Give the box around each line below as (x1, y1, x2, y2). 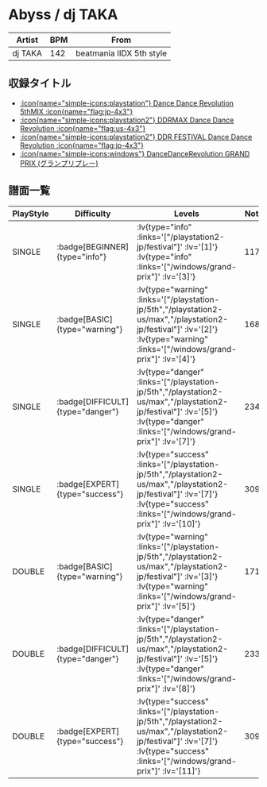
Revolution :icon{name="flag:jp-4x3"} (19, 141, 145, 150)
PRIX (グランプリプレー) (19, 158, 99, 168)
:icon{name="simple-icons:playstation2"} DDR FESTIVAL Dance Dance (19, 132, 253, 141)
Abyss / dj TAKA (8, 6, 118, 24)
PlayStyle (12, 208, 49, 219)
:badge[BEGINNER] (56, 241, 130, 252)
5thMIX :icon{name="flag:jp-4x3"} (19, 106, 133, 116)
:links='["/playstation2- (136, 231, 225, 242)
